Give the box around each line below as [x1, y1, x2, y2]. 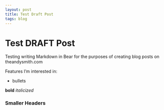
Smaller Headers [5, 100, 46, 107]
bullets [12, 78, 26, 84]
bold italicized [5, 87, 34, 93]
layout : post [5, 7, 32, 12]
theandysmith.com [5, 59, 43, 65]
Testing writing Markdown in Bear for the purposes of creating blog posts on [5, 54, 160, 59]
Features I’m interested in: [5, 68, 58, 74]
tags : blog [5, 16, 27, 21]
